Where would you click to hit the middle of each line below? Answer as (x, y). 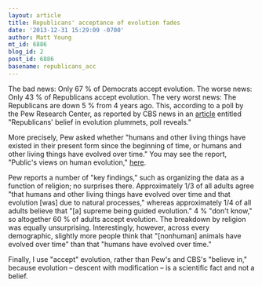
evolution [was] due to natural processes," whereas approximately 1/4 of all (130, 202)
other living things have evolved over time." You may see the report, (118, 154)
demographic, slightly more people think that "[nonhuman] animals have (125, 235)
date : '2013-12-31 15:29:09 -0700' (66, 30)
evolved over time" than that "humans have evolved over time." (110, 244)
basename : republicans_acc (52, 67)
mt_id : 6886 (27, 45)
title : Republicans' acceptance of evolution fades (94, 23)
